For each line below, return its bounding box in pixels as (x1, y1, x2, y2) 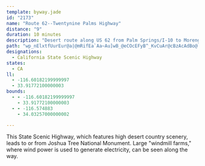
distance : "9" (6, 26, 43, 32)
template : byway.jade (6, 9, 62, 15)
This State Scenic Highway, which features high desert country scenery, (6, 133, 188, 140)
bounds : (6, 88, 26, 95)
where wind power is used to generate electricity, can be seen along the (6, 146, 188, 153)
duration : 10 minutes (6, 32, 62, 38)
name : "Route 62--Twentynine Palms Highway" (6, 20, 121, 26)
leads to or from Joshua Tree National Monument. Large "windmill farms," (6, 140, 192, 147)
